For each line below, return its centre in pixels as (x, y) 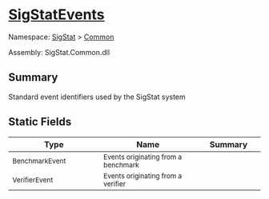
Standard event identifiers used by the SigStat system (97, 97)
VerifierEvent (33, 180)
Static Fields (40, 122)
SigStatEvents (57, 15)
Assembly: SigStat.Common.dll (59, 52)
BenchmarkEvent (39, 161)
